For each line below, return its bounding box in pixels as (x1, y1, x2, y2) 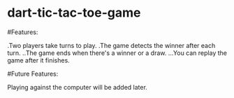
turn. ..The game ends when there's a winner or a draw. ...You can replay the (7, 49, 227, 57)
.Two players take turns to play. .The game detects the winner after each (7, 41, 216, 49)
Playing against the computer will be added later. (7, 83, 148, 91)
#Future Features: (7, 70, 59, 78)
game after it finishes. (7, 56, 70, 64)
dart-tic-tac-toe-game (7, 5, 141, 21)
